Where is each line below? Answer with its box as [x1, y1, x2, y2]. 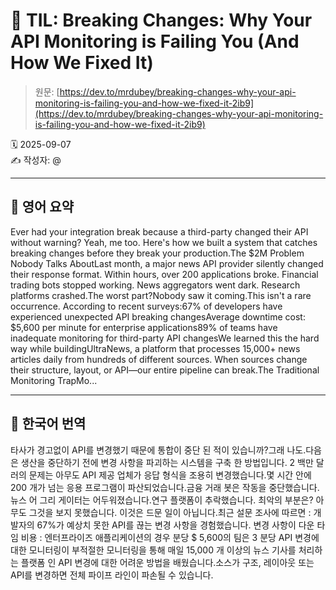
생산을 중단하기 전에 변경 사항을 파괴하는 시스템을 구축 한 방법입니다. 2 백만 [20, 456, 314, 468]
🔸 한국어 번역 [10, 415, 87, 433]
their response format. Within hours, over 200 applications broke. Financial [10, 268, 319, 280]
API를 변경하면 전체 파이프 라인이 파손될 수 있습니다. [10, 569, 214, 581]
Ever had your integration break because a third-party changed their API [10, 225, 309, 238]
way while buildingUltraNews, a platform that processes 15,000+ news [10, 342, 301, 354]
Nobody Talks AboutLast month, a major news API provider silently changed [10, 257, 324, 269]
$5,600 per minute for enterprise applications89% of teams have [10, 321, 278, 333]
